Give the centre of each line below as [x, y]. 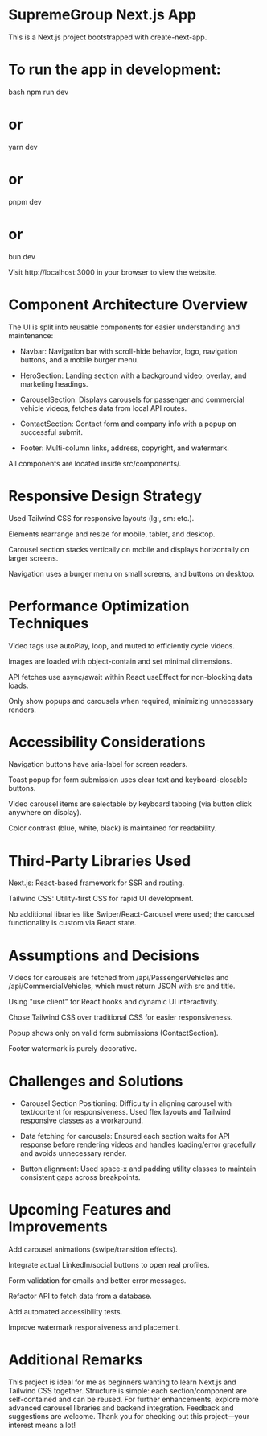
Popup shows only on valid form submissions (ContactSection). [113, 1033]
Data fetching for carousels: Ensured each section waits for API [125, 1136]
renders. [22, 710]
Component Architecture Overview [128, 304]
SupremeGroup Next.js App [103, 15]
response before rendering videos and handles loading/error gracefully [138, 1144]
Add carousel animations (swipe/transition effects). [93, 1249]
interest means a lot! [42, 1425]
